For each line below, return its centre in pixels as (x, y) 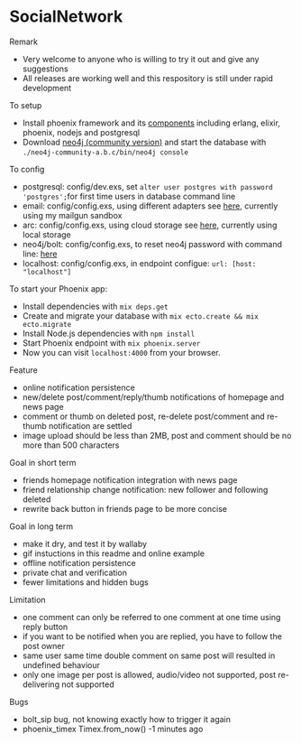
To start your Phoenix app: (59, 288)
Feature (23, 370)
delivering (41, 684)
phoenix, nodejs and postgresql (81, 132)
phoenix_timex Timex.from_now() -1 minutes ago (113, 729)
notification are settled (90, 425)
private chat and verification (75, 572)
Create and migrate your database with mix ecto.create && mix (140, 316)
